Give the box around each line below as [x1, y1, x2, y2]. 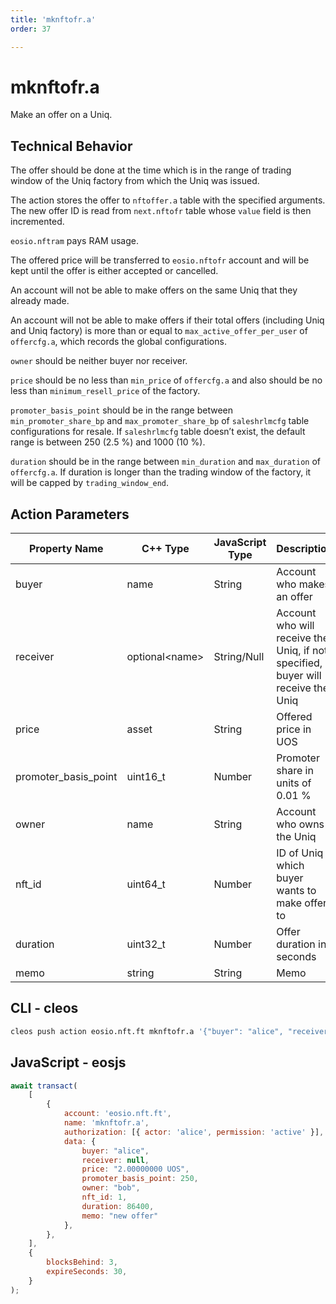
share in [276, 764, 314, 778]
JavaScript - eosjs [10, 1054, 127, 1071]
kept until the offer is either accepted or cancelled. [10, 265, 219, 277]
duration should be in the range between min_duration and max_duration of [10, 456, 321, 468]
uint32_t [126, 937, 166, 951]
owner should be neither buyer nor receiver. [10, 355, 188, 367]
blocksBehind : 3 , [46, 1257, 118, 1268]
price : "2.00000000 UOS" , [81, 1164, 190, 1175]
